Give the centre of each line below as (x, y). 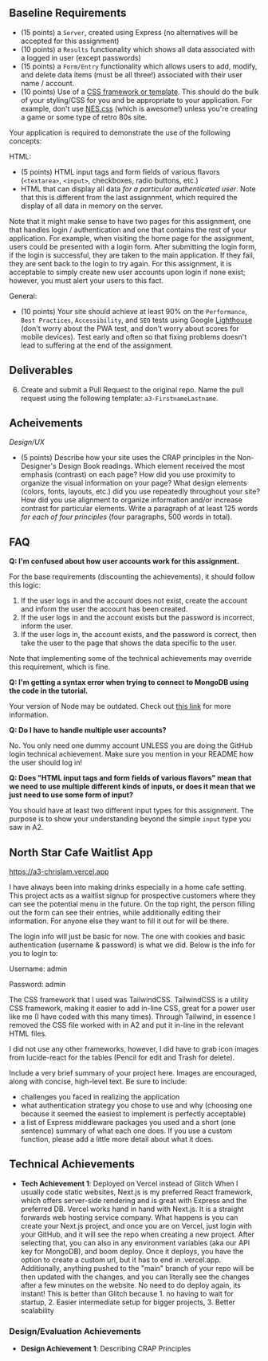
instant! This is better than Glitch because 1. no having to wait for (127, 1293)
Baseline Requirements (68, 13)
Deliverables (41, 370)
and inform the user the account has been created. (104, 609)
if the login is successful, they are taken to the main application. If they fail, (132, 255)
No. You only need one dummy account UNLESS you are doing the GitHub (131, 745)
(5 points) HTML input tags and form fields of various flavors (120, 171)
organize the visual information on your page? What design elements (134, 483)
